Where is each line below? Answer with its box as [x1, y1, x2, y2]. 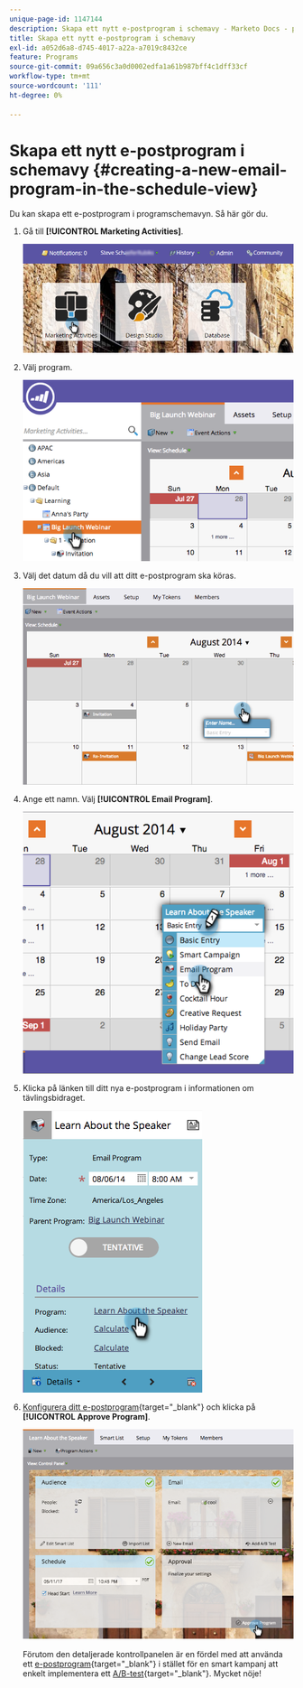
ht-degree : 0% [9, 90, 63, 99]
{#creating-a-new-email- [92, 159, 288, 180]
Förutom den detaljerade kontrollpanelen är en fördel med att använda [22, 1649, 283, 1660]
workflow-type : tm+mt [9, 72, 91, 81]
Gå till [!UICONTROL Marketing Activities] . [22, 226, 184, 237]
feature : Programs [9, 52, 78, 62]
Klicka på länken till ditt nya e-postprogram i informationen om [22, 1082, 254, 1093]
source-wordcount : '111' [9, 81, 103, 90]
